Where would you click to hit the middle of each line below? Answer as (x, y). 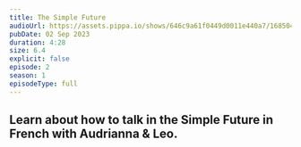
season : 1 (28, 76)
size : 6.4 (28, 51)
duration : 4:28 (38, 42)
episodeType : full (43, 84)
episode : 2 (30, 68)
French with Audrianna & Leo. (94, 134)
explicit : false (39, 59)
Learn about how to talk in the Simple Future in (142, 120)
